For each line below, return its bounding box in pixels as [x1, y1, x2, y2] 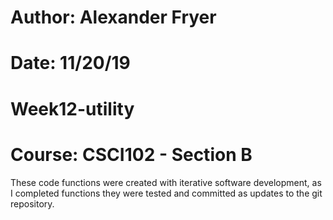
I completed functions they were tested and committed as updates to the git [10, 187, 323, 199]
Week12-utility [10, 97, 135, 120]
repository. [10, 197, 55, 210]
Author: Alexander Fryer [10, 6, 217, 29]
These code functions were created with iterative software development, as [10, 176, 322, 188]
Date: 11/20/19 [10, 52, 131, 75]
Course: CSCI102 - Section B [10, 143, 253, 166]
